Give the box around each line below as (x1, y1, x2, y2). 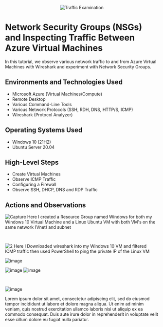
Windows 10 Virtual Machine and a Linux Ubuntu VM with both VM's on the (5, 219, 156, 225)
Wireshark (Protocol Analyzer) (12, 111, 73, 117)
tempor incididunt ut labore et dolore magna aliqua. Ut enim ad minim (5, 301, 144, 307)
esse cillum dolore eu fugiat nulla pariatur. (5, 317, 89, 323)
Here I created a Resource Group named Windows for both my (27, 214, 152, 220)
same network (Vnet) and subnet (5, 224, 72, 230)
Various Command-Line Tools (12, 101, 72, 107)
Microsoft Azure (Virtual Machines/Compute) (12, 91, 103, 97)
